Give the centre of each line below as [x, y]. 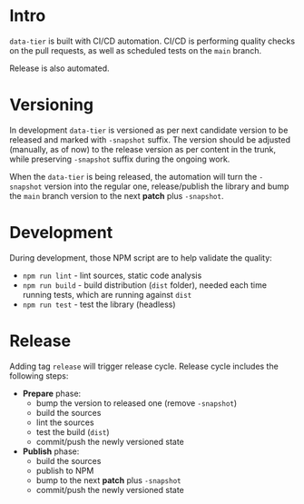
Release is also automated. [60, 68]
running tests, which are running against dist [107, 294]
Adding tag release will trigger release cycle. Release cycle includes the [144, 366]
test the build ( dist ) [73, 431]
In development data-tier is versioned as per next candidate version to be [149, 130]
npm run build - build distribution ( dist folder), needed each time [145, 285]
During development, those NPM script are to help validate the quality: [141, 257]
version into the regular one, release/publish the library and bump [167, 186]
